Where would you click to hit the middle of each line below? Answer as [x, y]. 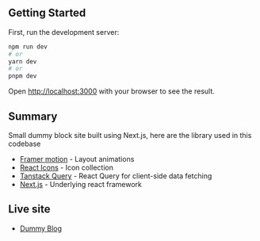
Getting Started [47, 13]
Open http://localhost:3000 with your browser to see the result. [112, 91]
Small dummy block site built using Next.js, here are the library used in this [130, 135]
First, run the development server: [64, 32]
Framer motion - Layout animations [77, 159]
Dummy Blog [40, 228]
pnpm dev [23, 76]
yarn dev [23, 61]
